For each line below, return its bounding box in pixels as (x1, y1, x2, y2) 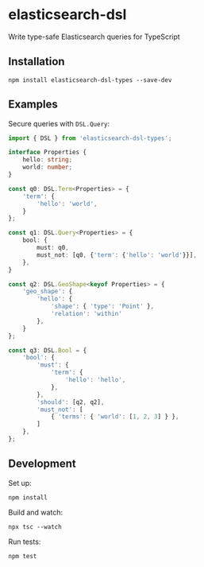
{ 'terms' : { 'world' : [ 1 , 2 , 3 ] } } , (50, 413, 179, 421)
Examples (8, 98, 58, 111)
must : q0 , (37, 244, 69, 252)
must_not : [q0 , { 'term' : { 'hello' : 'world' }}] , (37, 250, 197, 259)
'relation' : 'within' (50, 310, 123, 318)
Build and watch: (8, 507, 64, 517)
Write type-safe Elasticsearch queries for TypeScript (8, 32, 180, 41)
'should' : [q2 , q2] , (37, 398, 105, 406)
